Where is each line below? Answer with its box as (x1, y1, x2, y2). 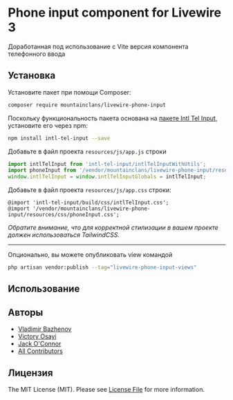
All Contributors (17, 347, 63, 355)
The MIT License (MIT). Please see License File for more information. (8, 385, 205, 394)
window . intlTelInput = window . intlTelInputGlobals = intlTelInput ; (8, 173, 207, 180)
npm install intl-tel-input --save (8, 135, 111, 142)
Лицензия (8, 367, 53, 379)
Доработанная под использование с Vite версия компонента (8, 42, 189, 50)
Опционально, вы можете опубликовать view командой (8, 251, 173, 259)
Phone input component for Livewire (8, 5, 222, 21)
